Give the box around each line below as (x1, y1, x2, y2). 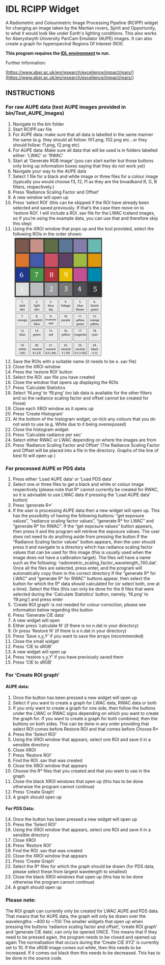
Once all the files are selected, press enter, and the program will (12, 565, 142, 571)
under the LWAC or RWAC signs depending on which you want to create (12, 710, 159, 716)
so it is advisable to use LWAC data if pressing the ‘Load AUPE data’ (12, 492, 150, 498)
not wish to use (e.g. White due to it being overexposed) (12, 421, 127, 427)
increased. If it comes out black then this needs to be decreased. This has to (5, 950, 161, 956)
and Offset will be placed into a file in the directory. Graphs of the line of (12, 447, 159, 453)
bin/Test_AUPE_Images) (5, 110, 64, 117)
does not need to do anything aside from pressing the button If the (12, 533, 148, 539)
